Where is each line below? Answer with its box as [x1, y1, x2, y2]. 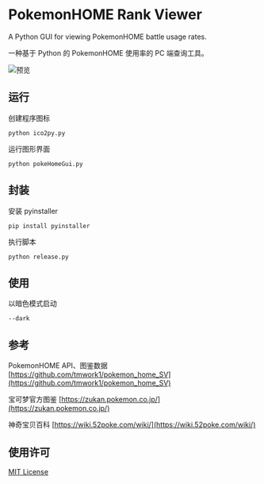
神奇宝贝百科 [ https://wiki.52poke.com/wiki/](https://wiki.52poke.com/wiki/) [8, 420, 256, 430]
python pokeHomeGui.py [8, 160, 83, 168]
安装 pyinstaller [8, 206, 58, 215]
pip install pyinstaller [8, 222, 90, 230]
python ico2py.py [8, 129, 66, 137]
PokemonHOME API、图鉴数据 [8, 361, 109, 370]
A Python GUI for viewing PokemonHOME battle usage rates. [8, 32, 208, 41]
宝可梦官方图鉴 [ [8, 395, 62, 405]
